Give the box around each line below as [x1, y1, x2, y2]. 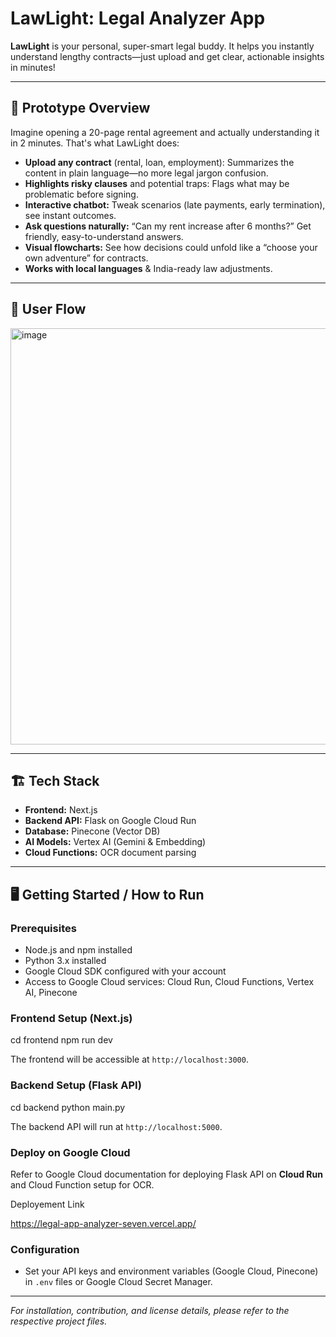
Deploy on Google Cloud [10, 1145, 131, 1159]
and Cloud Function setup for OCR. [10, 1178, 155, 1191]
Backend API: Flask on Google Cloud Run [24, 815, 197, 827]
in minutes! [10, 61, 56, 73]
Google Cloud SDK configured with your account [24, 965, 227, 977]
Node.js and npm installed [24, 944, 133, 956]
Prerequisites [10, 921, 77, 935]
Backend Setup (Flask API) [10, 1078, 142, 1092]
